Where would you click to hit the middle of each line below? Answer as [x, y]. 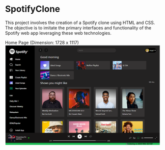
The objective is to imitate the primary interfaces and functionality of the [78, 27]
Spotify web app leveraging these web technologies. [58, 33]
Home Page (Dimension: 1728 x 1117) [42, 42]
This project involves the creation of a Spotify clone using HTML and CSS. [80, 23]
